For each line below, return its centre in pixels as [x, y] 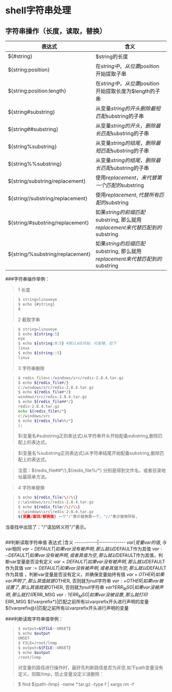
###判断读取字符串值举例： [34, 619]
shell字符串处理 [38, 11]
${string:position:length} [37, 91]
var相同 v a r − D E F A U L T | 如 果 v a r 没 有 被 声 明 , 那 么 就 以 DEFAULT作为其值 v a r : [84, 549]
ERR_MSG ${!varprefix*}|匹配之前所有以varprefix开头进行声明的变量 [77, 602]
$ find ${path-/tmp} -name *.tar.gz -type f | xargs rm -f [76, 684]
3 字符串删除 [31, 368]
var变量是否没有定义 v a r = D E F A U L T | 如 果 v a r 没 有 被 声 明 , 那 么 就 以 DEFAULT [87, 561]
